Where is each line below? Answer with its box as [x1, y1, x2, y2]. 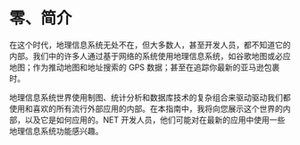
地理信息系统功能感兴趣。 [9, 125, 104, 136]
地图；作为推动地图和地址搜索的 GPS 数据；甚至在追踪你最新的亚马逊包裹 [9, 62, 280, 72]
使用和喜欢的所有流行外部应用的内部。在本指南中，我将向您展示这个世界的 [9, 103, 283, 114]
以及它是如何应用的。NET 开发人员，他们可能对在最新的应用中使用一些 [24, 114, 286, 125]
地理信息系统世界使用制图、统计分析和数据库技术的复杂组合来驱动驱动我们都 [9, 91, 291, 103]
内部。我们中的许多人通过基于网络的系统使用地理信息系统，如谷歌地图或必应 [9, 50, 291, 61]
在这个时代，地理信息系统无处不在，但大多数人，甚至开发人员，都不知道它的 [9, 39, 291, 50]
